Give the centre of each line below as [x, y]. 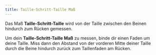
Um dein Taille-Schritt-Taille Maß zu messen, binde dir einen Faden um [78, 38]
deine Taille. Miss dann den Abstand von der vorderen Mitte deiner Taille [78, 43]
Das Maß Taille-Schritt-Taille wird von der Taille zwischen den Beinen [76, 23]
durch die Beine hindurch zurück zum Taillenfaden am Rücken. [68, 48]
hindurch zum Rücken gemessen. [39, 28]
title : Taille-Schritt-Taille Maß [40, 9]
